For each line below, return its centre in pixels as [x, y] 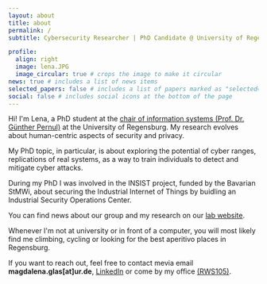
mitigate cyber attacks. [46, 168]
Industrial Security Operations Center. [70, 200]
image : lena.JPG [42, 67]
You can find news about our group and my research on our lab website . [127, 216]
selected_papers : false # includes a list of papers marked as [115, 89]
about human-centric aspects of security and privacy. [96, 136]
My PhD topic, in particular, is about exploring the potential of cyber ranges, [132, 151]
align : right [37, 59]
